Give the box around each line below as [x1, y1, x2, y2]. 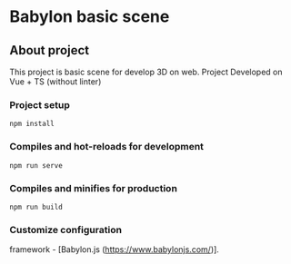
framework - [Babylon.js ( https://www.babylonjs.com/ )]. [9, 244, 220, 255]
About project [9, 43, 89, 58]
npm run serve [9, 161, 64, 170]
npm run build [9, 202, 64, 211]
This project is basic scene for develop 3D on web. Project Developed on [9, 66, 284, 77]
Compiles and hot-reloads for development [9, 141, 205, 153]
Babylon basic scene [9, 6, 170, 27]
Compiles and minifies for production [9, 181, 177, 194]
